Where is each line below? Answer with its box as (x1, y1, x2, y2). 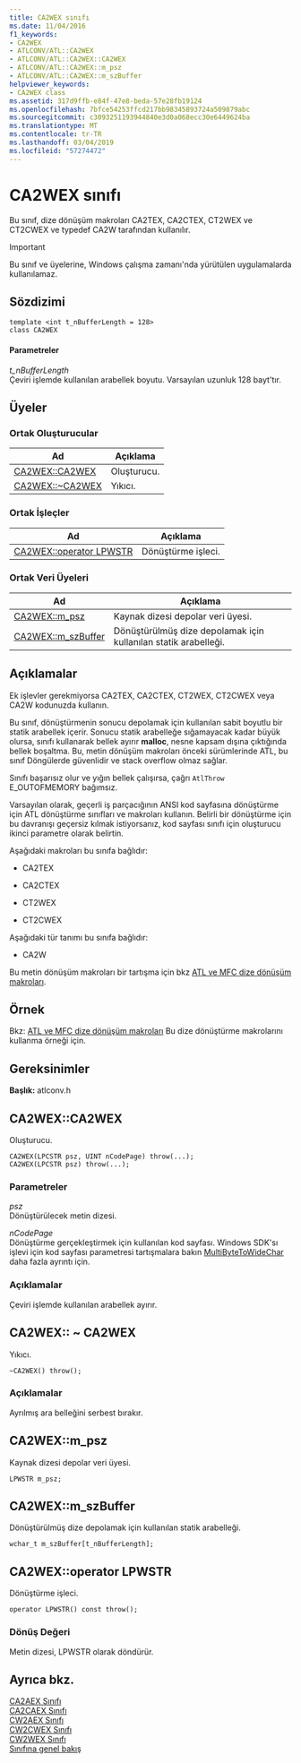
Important (9, 241, 46, 252)
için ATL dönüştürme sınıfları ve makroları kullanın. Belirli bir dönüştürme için (9, 808, 292, 820)
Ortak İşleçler (9, 507, 70, 520)
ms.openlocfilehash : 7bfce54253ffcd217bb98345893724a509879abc (9, 105, 251, 114)
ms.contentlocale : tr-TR (9, 130, 102, 139)
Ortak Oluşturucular (9, 426, 99, 439)
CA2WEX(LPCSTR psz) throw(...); (9, 1160, 130, 1169)
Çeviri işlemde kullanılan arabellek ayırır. (9, 1299, 158, 1310)
